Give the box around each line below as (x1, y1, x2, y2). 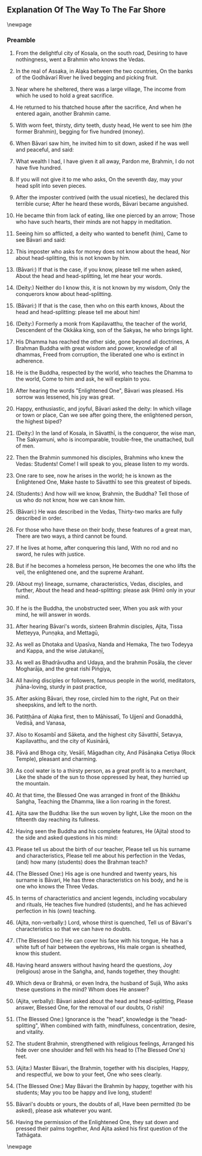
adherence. (15, 357, 44, 364)
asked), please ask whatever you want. (15, 1107, 113, 1114)
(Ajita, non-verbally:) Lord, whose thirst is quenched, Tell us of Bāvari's (15, 919, 192, 926)
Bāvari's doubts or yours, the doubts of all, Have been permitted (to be (15, 1101, 191, 1108)
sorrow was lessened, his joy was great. (15, 393, 115, 401)
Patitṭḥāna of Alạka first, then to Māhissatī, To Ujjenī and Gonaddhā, (15, 713, 183, 721)
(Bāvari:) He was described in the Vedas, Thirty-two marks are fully (15, 508, 183, 515)
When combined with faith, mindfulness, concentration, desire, (40, 1022, 196, 1029)
